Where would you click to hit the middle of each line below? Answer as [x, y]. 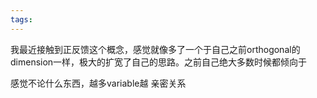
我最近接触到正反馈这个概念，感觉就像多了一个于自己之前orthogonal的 [155, 49]
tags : [21, 19]
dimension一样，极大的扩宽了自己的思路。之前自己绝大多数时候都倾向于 [159, 62]
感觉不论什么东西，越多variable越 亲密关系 [98, 83]
